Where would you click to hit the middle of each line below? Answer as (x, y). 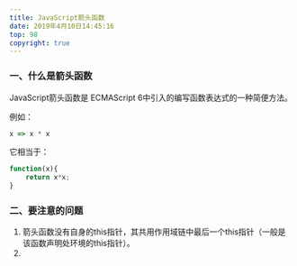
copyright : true (40, 43)
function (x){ (34, 169)
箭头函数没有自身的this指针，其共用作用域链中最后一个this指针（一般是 (154, 232)
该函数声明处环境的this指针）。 (78, 243)
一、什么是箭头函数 (51, 76)
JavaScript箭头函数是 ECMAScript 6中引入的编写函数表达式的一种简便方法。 (151, 97)
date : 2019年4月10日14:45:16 (62, 26)
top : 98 (24, 34)
